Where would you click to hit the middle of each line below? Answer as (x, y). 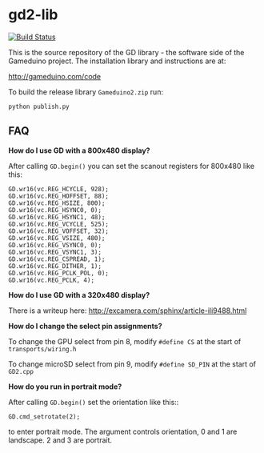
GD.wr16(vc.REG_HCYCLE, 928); (59, 189)
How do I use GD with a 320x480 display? (79, 295)
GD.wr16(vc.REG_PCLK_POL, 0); (59, 273)
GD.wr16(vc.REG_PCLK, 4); (51, 280)
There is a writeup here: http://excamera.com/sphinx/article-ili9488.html (128, 311)
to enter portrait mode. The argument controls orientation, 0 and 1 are (123, 431)
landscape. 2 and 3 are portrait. (60, 440)
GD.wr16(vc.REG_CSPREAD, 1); (57, 259)
